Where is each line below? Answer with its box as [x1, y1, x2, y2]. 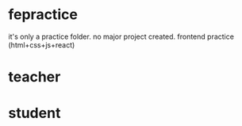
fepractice [8, 6, 78, 24]
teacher [8, 68, 61, 86]
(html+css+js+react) [8, 40, 75, 49]
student [8, 105, 61, 122]
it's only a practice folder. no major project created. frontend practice [8, 32, 234, 41]
